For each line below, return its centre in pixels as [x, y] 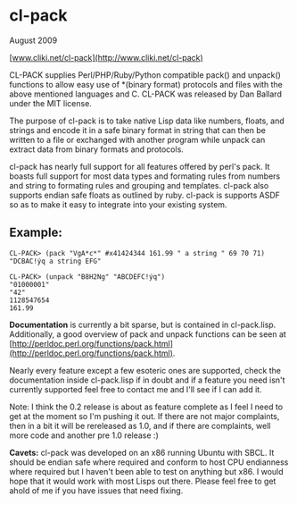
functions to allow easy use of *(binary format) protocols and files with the [146, 84]
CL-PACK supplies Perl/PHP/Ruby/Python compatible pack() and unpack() [145, 75]
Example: [36, 233]
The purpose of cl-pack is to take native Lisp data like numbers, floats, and [147, 121]
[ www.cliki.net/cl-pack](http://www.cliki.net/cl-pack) [106, 57]
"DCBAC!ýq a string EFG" [55, 261]
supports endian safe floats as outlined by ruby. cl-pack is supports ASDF [145, 195]
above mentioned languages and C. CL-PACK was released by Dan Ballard [146, 94]
